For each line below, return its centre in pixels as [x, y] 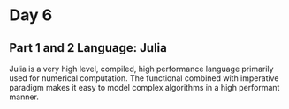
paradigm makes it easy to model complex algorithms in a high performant [144, 87]
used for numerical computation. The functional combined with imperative [144, 78]
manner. [24, 97]
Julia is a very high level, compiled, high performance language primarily [141, 69]
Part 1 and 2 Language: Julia [88, 48]
